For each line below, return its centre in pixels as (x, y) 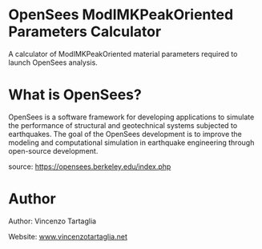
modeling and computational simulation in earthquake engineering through (131, 143)
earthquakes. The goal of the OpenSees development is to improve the (125, 134)
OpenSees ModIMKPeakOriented (121, 15)
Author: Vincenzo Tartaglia (52, 221)
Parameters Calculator (85, 32)
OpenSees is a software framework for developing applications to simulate (131, 117)
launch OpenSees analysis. (53, 62)
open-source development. (53, 151)
